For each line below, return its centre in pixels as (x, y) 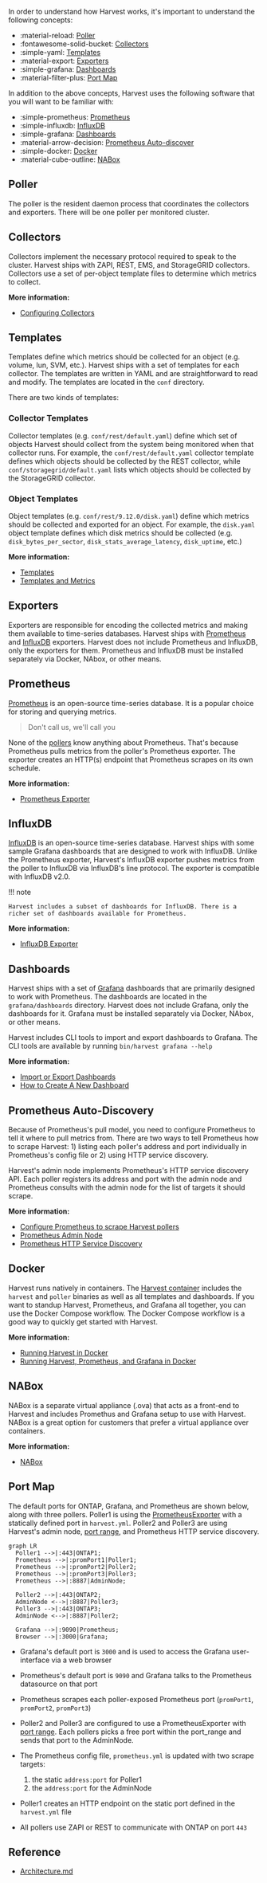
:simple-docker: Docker (59, 151)
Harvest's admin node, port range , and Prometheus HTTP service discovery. (134, 1531)
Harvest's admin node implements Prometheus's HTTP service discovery (129, 1171)
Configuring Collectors (57, 312)
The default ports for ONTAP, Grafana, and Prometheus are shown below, (129, 1506)
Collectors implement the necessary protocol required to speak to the (122, 256)
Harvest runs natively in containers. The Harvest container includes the (125, 1288)
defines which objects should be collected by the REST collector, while (124, 461)
